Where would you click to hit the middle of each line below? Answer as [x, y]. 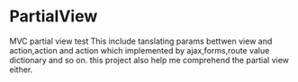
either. [21, 70]
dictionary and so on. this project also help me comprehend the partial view [149, 60]
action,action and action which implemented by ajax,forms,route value [140, 50]
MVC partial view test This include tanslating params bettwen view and [141, 41]
